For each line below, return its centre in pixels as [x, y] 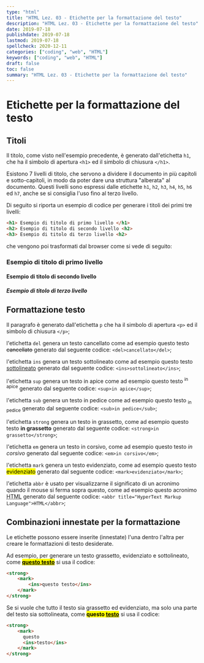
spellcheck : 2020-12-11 [37, 47]
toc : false [20, 69]
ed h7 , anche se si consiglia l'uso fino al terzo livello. [72, 193]
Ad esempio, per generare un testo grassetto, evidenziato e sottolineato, [98, 555]
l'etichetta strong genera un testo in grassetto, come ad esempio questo [97, 421]
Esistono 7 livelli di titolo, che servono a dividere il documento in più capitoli [102, 174]
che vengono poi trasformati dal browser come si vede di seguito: [89, 246]
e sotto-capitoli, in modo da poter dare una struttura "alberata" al [88, 180]
